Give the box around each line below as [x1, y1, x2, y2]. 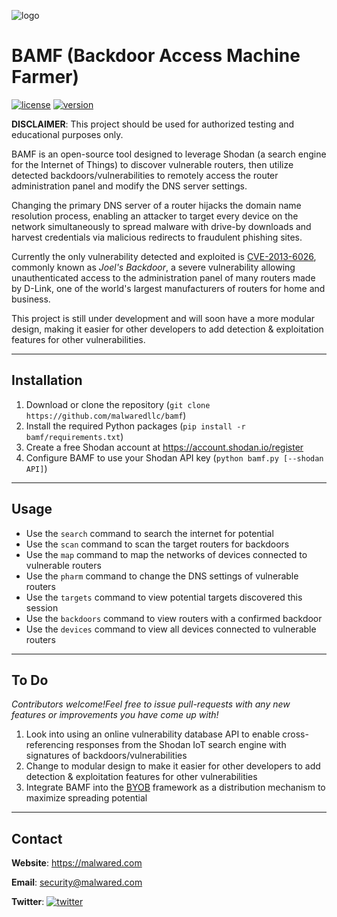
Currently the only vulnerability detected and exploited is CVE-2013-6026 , [11, 250, 317, 262]
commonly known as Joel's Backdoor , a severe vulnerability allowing [11, 261, 296, 273]
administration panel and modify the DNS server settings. [11, 180, 248, 192]
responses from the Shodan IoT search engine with [75, 739, 287, 751]
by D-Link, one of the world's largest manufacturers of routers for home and [11, 282, 326, 294]
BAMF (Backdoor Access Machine [11, 45, 301, 67]
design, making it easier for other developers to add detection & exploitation [11, 323, 324, 335]
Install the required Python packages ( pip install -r [25, 420, 246, 432]
